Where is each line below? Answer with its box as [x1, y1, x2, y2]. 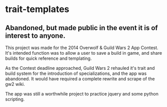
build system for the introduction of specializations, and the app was [5, 70, 147, 76]
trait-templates [5, 4, 70, 15]
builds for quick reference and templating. [5, 55, 92, 61]
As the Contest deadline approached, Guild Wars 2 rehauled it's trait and [5, 65, 155, 71]
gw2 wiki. [5, 81, 25, 87]
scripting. [5, 96, 25, 102]
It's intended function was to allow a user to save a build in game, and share [5, 50, 162, 56]
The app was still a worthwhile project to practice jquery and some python [5, 91, 159, 96]
